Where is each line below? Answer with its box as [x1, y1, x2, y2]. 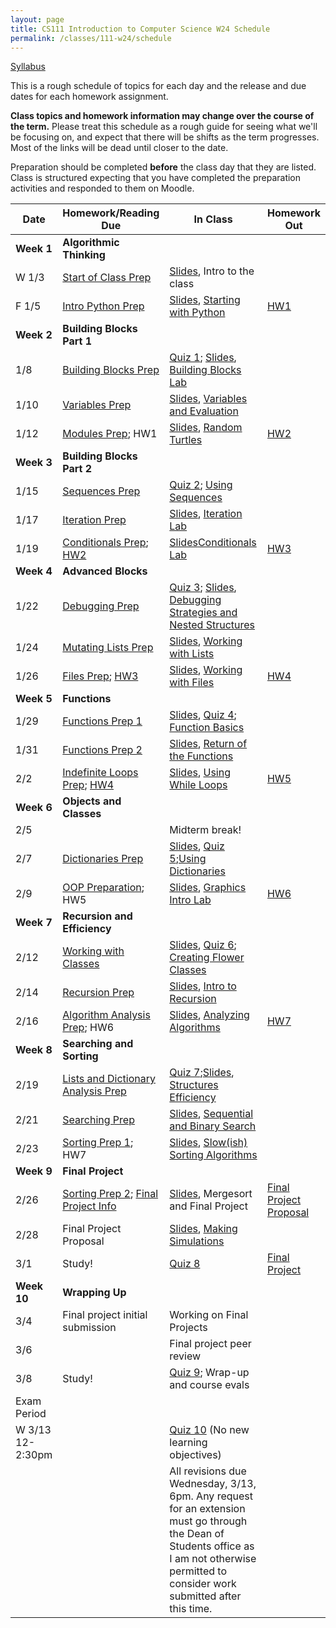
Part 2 [62, 462, 93, 476]
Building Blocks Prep [62, 363, 160, 377]
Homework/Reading [62, 206, 160, 220]
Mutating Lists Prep [62, 641, 154, 655]
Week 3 [15, 456, 53, 470]
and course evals [169, 1378, 250, 1392]
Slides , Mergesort [169, 1187, 253, 1201]
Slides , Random [169, 421, 243, 435]
